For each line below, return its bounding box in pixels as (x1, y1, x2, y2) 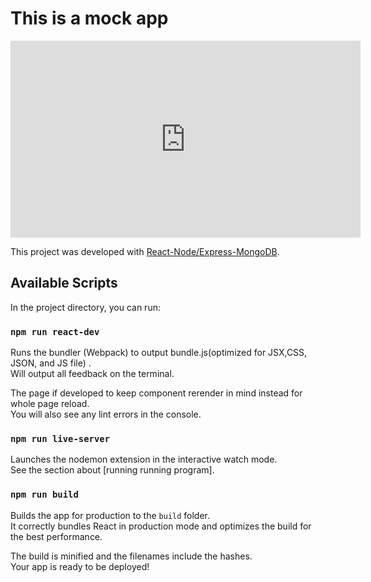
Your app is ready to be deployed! (10, 560, 150, 572)
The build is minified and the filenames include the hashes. (10, 550, 253, 562)
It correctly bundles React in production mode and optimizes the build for (10, 520, 312, 532)
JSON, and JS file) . (10, 357, 92, 369)
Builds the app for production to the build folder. (10, 509, 211, 521)
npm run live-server (10, 433, 111, 444)
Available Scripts (10, 275, 118, 292)
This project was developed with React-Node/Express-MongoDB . (10, 245, 280, 257)
